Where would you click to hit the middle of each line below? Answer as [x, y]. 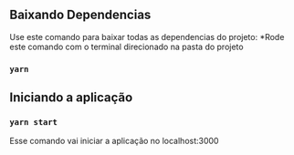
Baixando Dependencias [80, 15]
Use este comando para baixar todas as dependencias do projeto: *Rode [147, 36]
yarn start [33, 123]
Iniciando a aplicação [71, 98]
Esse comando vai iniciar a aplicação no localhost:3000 [114, 141]
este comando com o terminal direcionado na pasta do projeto [126, 46]
